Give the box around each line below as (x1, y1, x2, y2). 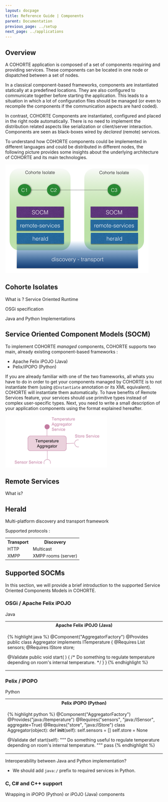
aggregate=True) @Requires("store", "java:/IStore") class (7, 722, 125, 728)
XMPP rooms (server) (32, 553, 77, 559)
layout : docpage (5, 8, 39, 13)
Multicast (32, 545, 52, 552)
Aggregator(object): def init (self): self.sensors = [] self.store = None (7, 727, 148, 733)
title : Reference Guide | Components (5, 13, 84, 18)
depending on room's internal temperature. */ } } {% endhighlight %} (7, 659, 148, 665)
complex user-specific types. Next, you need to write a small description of (5, 400, 160, 406)
